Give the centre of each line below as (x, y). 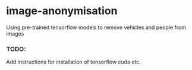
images (15, 33)
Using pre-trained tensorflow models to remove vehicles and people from (96, 27)
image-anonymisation (62, 11)
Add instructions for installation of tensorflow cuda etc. (74, 62)
